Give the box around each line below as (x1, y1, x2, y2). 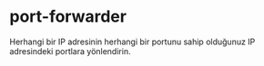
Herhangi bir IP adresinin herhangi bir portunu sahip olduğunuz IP (9, 36, 256, 47)
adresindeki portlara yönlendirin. (9, 45, 131, 56)
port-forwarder (9, 6, 127, 27)
